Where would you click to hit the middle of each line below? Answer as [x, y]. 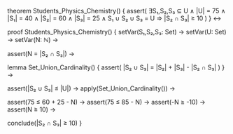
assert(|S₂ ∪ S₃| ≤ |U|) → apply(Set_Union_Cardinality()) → [91, 88]
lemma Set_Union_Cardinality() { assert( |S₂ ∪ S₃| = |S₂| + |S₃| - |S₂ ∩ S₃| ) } [116, 67]
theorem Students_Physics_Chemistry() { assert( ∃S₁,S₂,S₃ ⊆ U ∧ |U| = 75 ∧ [116, 11]
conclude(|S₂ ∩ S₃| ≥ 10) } [45, 123]
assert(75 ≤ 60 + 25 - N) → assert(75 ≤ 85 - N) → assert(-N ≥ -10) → [106, 102]
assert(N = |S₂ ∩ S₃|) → [41, 54]
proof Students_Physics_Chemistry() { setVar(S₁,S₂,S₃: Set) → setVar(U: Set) [117, 32]
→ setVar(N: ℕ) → [33, 40]
